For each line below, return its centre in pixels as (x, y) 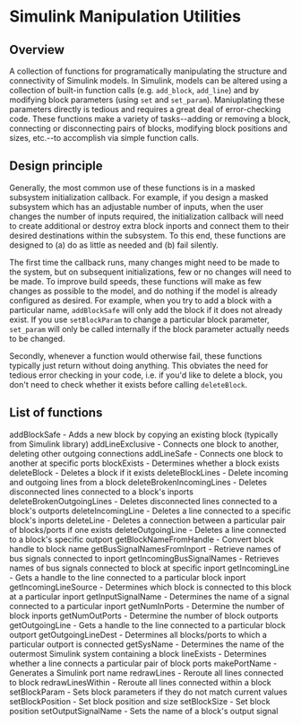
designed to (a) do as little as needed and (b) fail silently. (114, 245)
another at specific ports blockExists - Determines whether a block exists (145, 463)
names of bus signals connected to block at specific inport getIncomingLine (149, 568)
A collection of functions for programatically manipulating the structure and (148, 71)
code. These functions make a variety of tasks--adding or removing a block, (150, 119)
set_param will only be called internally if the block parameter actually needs (149, 328)
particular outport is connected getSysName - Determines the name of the (147, 644)
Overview (37, 50)
